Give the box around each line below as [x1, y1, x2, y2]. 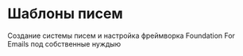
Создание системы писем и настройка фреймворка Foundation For [7, 31, 236, 40]
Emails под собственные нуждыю [7, 39, 121, 48]
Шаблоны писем [7, 5, 124, 23]
